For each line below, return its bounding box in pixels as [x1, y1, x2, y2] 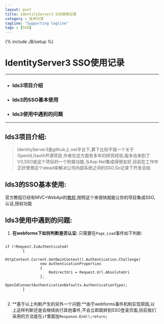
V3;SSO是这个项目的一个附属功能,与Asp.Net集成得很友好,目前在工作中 [17, 159, 159, 165]
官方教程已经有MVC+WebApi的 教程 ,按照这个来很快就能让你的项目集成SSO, [5, 194, 155, 200]
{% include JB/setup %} [5, 39, 54, 44]
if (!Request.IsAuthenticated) [5, 244, 69, 249]
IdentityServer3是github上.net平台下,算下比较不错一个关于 [17, 147, 134, 152]
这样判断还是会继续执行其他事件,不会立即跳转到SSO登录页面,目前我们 [16, 307, 156, 313]
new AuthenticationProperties [40, 261, 102, 266]
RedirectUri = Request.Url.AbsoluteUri [48, 270, 130, 275]
